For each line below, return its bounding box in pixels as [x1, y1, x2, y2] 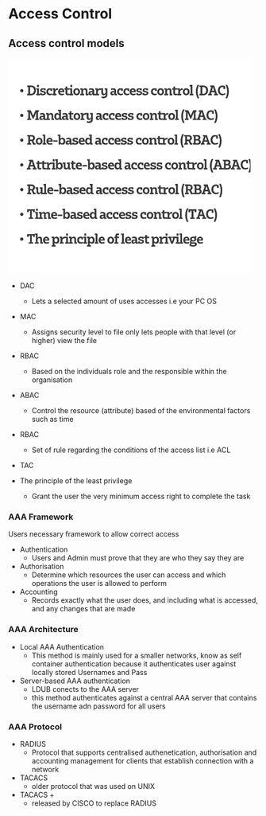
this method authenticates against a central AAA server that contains [31, 693, 257, 702]
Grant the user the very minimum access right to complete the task [31, 491, 251, 501]
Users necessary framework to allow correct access [8, 529, 179, 539]
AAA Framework [8, 511, 74, 522]
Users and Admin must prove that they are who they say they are [31, 553, 245, 563]
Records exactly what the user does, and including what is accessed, [31, 595, 258, 605]
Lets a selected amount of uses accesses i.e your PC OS [31, 296, 217, 306]
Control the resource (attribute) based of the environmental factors [31, 406, 251, 415]
